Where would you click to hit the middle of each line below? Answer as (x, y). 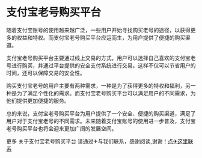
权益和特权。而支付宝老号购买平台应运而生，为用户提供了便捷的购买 (101, 37)
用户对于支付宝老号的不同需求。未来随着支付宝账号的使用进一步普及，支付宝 (101, 121)
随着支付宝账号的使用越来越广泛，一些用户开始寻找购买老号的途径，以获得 (98, 30)
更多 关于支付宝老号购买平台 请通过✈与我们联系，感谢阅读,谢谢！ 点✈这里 (97, 141)
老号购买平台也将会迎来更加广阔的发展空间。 (62, 128)
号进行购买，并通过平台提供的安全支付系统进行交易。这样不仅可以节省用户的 (101, 65)
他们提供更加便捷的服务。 (38, 100)
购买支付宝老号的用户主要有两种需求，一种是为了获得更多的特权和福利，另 (98, 85)
